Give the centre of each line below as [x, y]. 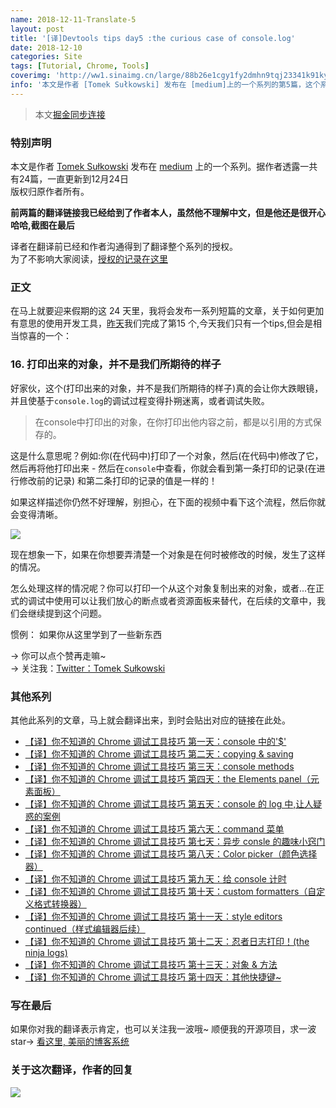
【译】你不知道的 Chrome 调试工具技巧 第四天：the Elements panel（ [167, 778]
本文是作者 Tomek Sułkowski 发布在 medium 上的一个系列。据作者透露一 [160, 167]
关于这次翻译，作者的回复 [72, 1070]
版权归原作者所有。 [50, 192]
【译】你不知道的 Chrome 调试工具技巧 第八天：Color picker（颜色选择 [171, 853]
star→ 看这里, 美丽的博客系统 [70, 1042]
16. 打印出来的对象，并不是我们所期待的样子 [116, 364]
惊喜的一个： [45, 336]
